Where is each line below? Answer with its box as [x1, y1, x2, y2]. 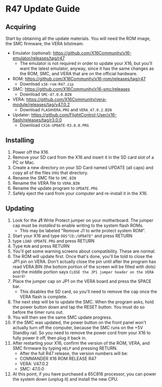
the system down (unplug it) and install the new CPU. [12, 376, 118, 382]
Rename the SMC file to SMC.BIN [12, 175, 76, 180]
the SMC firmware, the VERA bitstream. [5, 41, 84, 47]
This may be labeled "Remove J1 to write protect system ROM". [19, 227, 146, 233]
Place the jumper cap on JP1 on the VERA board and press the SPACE [12, 278, 152, 284]
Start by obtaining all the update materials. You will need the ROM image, [5, 35, 151, 41]
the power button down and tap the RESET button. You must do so [12, 304, 145, 310]
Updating [5, 205, 34, 213]
